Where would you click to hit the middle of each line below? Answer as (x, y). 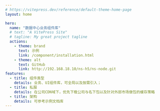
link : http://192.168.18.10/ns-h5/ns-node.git (67, 69)
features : (15, 74)
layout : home (19, 14)
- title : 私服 (23, 87)
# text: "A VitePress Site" (39, 33)
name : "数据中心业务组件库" (35, 28)
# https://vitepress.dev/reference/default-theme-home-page (69, 10)
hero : (11, 23)
